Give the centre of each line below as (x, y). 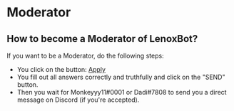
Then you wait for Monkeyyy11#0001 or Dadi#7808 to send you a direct (122, 92)
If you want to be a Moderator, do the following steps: (86, 55)
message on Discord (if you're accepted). (78, 100)
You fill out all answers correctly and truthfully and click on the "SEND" (121, 77)
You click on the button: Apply (61, 69)
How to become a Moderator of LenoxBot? (102, 39)
